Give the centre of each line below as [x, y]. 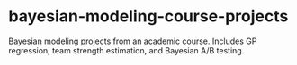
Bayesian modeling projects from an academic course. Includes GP [133, 41]
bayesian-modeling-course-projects [148, 16]
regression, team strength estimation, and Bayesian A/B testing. [126, 50]
